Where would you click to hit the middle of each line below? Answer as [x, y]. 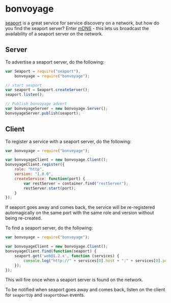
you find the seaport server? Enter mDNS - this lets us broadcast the [77, 28]
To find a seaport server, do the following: [49, 228]
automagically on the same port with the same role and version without [80, 213]
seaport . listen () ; [25, 95]
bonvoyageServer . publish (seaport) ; [43, 113]
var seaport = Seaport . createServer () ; [48, 90]
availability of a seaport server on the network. [54, 34]
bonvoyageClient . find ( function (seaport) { [51, 251]
